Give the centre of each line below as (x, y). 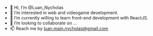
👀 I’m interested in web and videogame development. (64, 13)
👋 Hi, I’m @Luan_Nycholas (37, 8)
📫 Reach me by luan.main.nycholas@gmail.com (59, 28)
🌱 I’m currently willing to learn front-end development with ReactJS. (79, 18)
